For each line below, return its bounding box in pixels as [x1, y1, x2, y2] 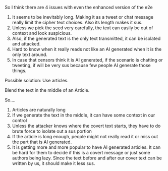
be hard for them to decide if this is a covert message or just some [12, 150, 150, 155]
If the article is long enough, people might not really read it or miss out [12, 134, 158, 139]
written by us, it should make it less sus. [12, 160, 95, 166]
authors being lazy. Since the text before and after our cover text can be [12, 155, 162, 161]
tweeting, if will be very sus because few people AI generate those [12, 63, 151, 68]
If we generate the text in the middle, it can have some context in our [12, 112, 155, 118]
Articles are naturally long [12, 107, 66, 112]
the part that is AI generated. [12, 139, 72, 145]
